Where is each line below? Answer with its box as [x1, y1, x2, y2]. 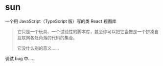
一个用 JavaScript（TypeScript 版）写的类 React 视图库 [5, 18, 116, 24]
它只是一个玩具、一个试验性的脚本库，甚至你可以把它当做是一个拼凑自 [17, 28, 159, 34]
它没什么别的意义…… [17, 45, 59, 51]
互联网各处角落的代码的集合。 [17, 35, 77, 41]
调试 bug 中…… [5, 55, 36, 61]
